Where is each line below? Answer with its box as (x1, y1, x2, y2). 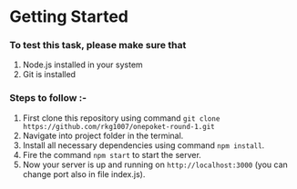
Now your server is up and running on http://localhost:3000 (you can (22, 159, 289, 170)
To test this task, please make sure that (9, 39, 187, 52)
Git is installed (22, 69, 76, 80)
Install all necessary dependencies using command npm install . (22, 139, 265, 151)
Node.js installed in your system (22, 59, 143, 70)
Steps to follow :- (9, 92, 87, 104)
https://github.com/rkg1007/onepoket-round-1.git (22, 122, 216, 131)
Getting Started (9, 6, 129, 27)
